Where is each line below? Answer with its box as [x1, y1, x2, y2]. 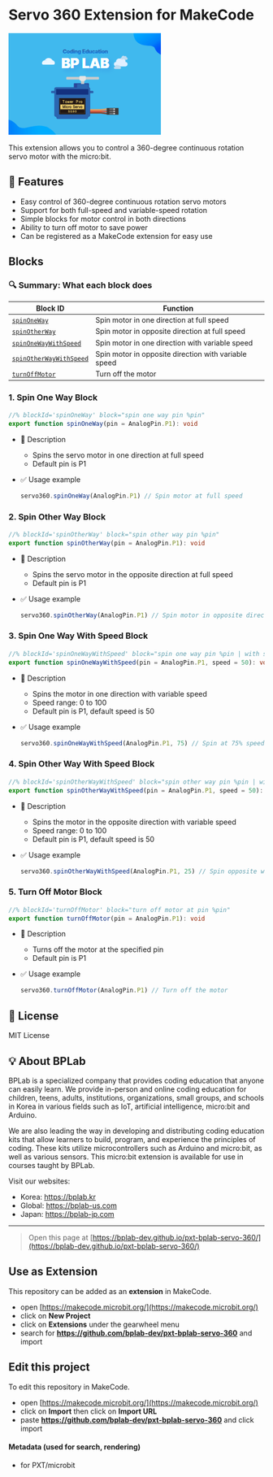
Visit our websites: [8, 1176, 71, 1186]
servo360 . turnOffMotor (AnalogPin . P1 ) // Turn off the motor [19, 986, 228, 995]
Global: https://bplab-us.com [19, 1201, 118, 1210]
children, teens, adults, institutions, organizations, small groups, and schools [8, 1093, 264, 1102]
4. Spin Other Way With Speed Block [8, 758, 155, 770]
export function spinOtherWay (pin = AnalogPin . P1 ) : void [8, 539, 206, 547]
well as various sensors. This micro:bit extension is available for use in [8, 1152, 244, 1162]
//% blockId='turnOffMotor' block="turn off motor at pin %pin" [8, 906, 231, 914]
